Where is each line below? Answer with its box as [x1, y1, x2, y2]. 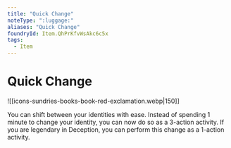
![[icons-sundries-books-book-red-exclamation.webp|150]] [7, 97, 180, 105]
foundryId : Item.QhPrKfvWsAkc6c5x [7, 30, 109, 37]
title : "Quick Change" [7, 10, 74, 18]
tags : [7, 37, 23, 44]
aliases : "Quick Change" [7, 23, 80, 30]
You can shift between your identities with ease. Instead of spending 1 [7, 110, 211, 118]
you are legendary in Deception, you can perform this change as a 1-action [7, 125, 225, 134]
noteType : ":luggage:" [7, 17, 74, 24]
